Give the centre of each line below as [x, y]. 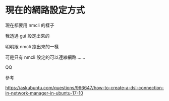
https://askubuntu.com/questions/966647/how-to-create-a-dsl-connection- [84, 87]
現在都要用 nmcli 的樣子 [30, 25]
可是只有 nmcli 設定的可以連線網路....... [45, 57]
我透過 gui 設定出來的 [27, 36]
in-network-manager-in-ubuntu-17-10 [44, 93]
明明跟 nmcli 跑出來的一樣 [32, 46]
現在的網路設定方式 [45, 10]
